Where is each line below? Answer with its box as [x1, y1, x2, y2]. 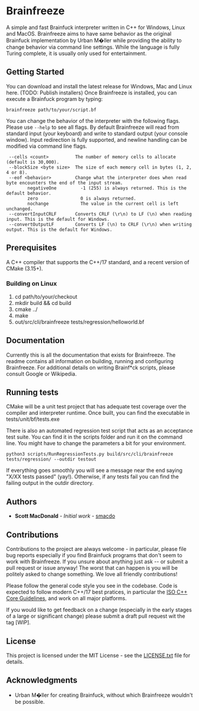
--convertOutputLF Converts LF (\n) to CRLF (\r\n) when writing [8, 221, 192, 227]
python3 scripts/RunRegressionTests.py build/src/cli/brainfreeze [6, 451, 174, 458]
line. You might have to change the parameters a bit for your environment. [6, 440, 187, 447]
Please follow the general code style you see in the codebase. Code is [6, 582, 178, 589]
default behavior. [6, 190, 52, 196]
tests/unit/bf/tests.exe [6, 415, 60, 423]
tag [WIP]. [6, 619, 31, 626]
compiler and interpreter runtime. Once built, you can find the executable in [6, 410, 190, 417]
